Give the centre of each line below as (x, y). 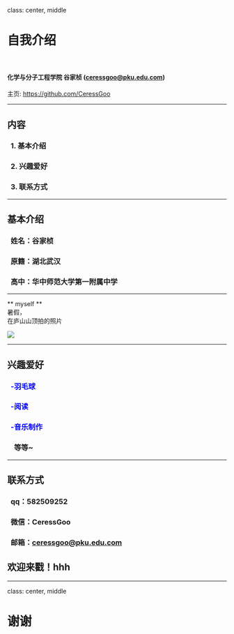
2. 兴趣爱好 (29, 167)
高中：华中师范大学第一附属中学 (64, 282)
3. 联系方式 (29, 187)
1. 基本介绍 (28, 146)
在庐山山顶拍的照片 (35, 321)
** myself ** (25, 304)
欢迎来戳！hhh (39, 567)
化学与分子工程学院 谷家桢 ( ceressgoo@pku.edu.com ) (86, 77)
